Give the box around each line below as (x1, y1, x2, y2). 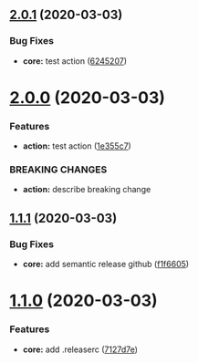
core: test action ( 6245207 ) (22, 55, 128, 67)
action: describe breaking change (22, 184, 151, 195)
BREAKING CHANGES (9, 163, 108, 176)
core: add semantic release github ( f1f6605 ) (22, 259, 190, 270)
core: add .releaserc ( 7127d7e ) (22, 344, 139, 355)
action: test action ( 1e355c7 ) (22, 140, 132, 151)
